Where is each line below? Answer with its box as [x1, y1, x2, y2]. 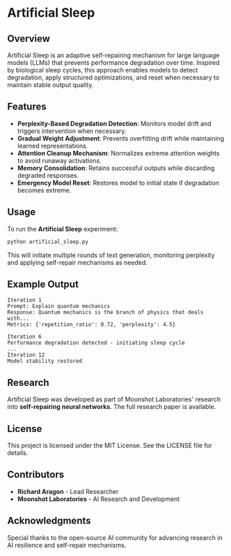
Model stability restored [7, 357, 82, 365]
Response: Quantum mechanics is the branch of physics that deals [7, 309, 204, 316]
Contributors [7, 469, 65, 481]
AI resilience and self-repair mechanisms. [7, 541, 127, 549]
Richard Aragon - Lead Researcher [17, 487, 119, 495]
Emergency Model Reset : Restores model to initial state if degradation [17, 178, 219, 187]
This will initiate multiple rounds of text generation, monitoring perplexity [7, 251, 215, 259]
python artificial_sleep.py [7, 238, 89, 245]
